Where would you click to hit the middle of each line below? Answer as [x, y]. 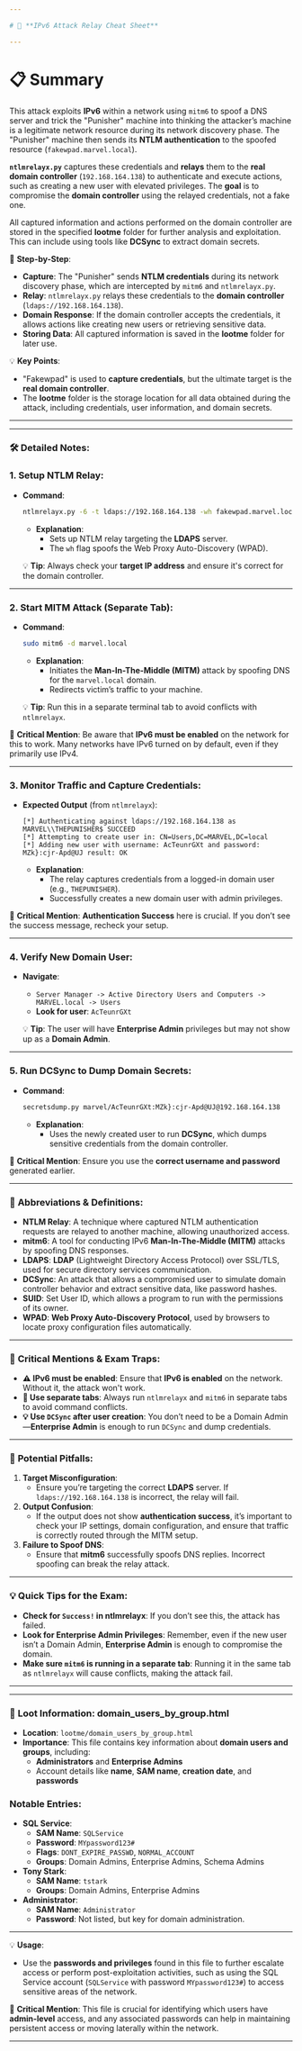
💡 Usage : [27, 1945]
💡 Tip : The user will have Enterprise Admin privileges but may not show [156, 1029]
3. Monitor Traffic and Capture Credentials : [105, 785]
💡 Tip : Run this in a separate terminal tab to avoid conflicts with [140, 707]
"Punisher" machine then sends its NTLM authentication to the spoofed [143, 140]
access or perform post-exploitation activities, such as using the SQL [150, 1973]
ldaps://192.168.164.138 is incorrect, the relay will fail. [138, 1497]
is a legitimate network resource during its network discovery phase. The [145, 130]
